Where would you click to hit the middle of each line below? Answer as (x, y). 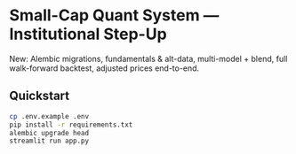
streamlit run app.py (49, 141)
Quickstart (40, 96)
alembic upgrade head (49, 133)
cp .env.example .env (49, 116)
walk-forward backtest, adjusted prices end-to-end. (104, 68)
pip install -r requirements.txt (71, 125)
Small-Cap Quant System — (114, 15)
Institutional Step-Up (88, 34)
